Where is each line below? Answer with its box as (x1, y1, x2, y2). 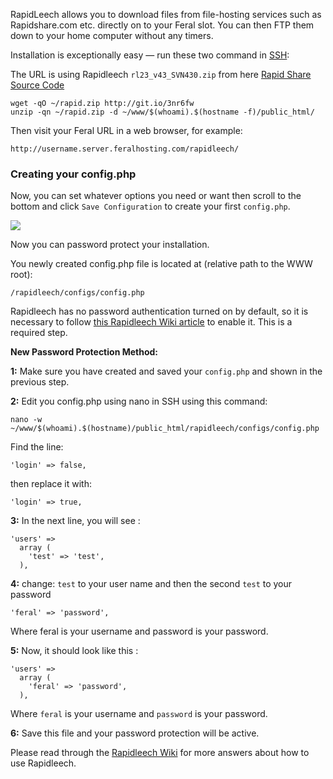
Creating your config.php (10, 167, 137, 181)
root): (10, 269, 33, 281)
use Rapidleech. (10, 757, 77, 769)
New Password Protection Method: (10, 346, 159, 358)
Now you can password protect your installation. (10, 239, 210, 251)
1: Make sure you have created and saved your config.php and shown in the (10, 365, 323, 378)
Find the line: (10, 441, 64, 453)
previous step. (10, 376, 70, 388)
